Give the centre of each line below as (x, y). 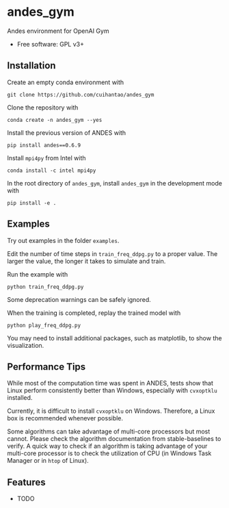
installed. (20, 398)
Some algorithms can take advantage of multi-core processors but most (109, 431)
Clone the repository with (43, 107)
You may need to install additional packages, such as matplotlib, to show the (114, 338)
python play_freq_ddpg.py (44, 325)
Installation (31, 66)
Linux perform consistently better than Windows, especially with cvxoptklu (112, 390)
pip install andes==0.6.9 (44, 145)
